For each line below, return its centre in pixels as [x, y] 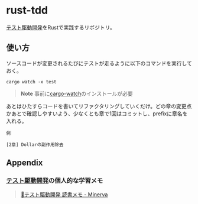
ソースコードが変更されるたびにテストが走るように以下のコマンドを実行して [99, 63]
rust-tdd [27, 10]
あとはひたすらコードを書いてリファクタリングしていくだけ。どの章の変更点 [99, 106]
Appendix [25, 163]
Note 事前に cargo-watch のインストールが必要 [77, 93]
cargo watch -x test [32, 82]
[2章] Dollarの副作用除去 [35, 145]
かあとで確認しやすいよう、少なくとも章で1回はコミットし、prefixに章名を [97, 114]
